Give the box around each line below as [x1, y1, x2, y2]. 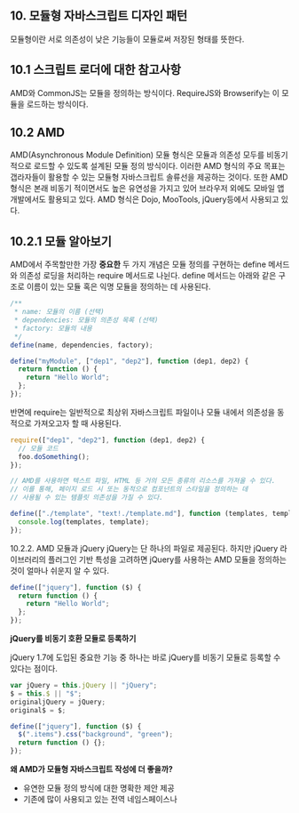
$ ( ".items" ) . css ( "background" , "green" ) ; [18, 730, 174, 739]
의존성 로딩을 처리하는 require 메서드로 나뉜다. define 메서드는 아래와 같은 [19, 270, 277, 281]
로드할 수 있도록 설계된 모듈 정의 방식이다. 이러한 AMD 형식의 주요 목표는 [33, 161, 286, 172]
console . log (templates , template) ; [18, 517, 150, 527]
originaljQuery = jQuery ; [10, 697, 106, 706]
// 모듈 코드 [18, 444, 59, 453]
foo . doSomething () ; [18, 452, 90, 461]
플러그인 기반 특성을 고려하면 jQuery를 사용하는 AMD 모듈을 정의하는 [48, 554, 287, 565]
